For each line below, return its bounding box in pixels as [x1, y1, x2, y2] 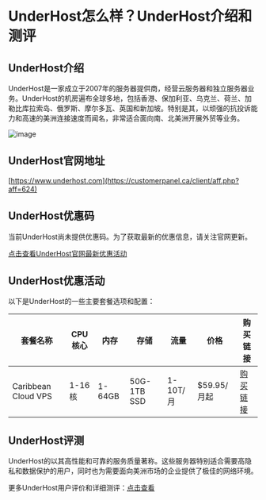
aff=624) [8, 184, 38, 194]
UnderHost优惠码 [8, 210, 95, 223]
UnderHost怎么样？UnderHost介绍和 [8, 7, 253, 25]
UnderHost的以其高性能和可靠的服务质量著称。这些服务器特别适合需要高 [8, 456, 245, 466]
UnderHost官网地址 [8, 154, 105, 167]
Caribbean [12, 381, 51, 392]
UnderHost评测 [8, 433, 85, 447]
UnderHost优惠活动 [8, 275, 105, 288]
